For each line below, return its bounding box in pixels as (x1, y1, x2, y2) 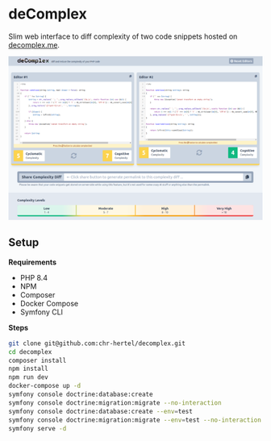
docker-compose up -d (8, 382, 81, 390)
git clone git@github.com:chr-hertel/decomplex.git (8, 339, 186, 347)
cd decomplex (8, 347, 52, 356)
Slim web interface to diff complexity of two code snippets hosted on (8, 31, 238, 41)
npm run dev (8, 373, 48, 381)
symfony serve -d (8, 424, 67, 432)
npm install (8, 364, 48, 373)
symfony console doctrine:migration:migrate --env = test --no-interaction (8, 416, 262, 424)
